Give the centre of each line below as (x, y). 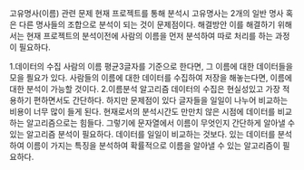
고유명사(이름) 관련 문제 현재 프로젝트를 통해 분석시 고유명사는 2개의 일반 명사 (147, 13)
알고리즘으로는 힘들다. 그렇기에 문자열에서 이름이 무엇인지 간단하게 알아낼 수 (161, 123)
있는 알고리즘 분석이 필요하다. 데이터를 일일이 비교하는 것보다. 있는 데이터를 (142, 134)
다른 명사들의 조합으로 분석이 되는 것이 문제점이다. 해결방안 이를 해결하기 (147, 24)
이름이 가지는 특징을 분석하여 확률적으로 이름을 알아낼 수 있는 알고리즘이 (153, 146)
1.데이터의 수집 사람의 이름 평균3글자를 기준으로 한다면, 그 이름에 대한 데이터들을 (151, 66)
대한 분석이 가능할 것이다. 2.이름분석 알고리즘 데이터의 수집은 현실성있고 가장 (145, 89)
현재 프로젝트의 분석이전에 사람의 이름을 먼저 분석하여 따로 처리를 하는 (150, 36)
